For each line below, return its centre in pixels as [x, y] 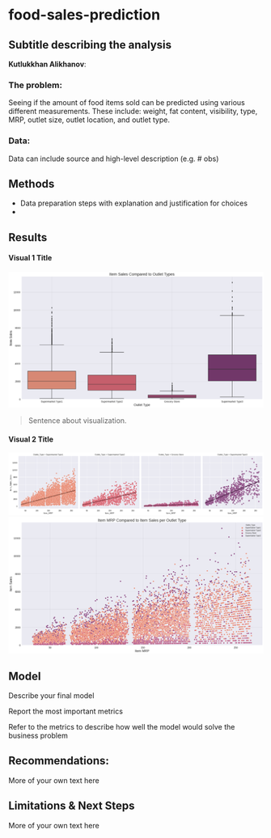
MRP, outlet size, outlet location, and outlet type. [89, 120]
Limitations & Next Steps [72, 806]
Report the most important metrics [66, 711]
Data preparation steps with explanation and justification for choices [134, 203]
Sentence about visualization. [77, 421]
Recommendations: [59, 761]
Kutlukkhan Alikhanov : [47, 64]
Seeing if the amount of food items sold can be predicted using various [127, 103]
